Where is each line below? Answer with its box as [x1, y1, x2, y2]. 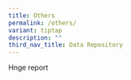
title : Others [8, 11, 56, 20]
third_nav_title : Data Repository [8, 41, 124, 49]
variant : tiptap [8, 26, 62, 34]
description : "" [8, 33, 62, 42]
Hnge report [8, 63, 49, 72]
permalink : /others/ [8, 19, 77, 27]
